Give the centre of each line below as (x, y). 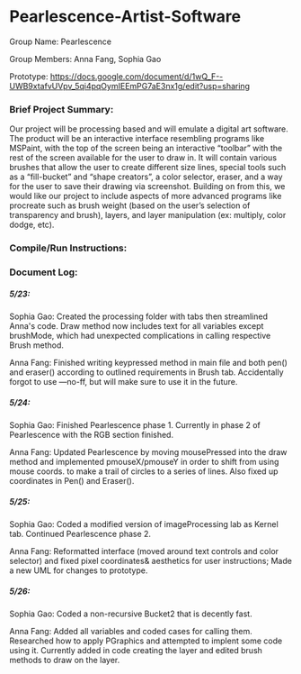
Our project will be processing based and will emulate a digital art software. (149, 129)
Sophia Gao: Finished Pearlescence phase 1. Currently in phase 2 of (135, 425)
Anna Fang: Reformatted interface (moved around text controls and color (144, 551)
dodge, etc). (32, 225)
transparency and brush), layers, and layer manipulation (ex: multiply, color (148, 215)
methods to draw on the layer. (65, 660)
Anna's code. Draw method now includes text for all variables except (137, 326)
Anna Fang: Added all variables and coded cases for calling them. (131, 631)
